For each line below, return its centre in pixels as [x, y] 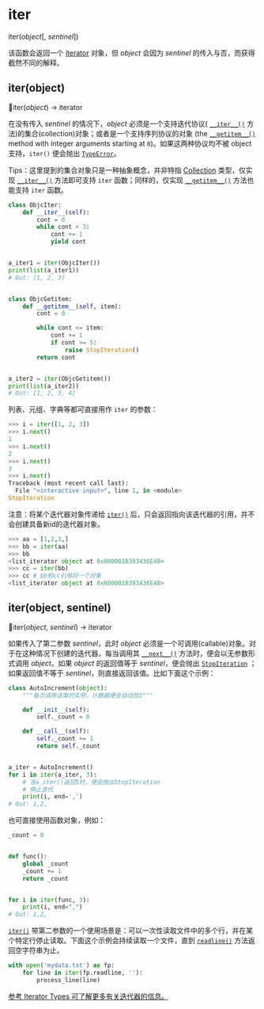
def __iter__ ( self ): [56, 212]
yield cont [68, 242]
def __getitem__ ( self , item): [72, 307]
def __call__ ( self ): [56, 731]
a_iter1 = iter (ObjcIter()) [55, 263]
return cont [57, 357]
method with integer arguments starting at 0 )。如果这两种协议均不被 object [130, 143]
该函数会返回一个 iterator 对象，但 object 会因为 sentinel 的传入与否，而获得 [132, 52]
